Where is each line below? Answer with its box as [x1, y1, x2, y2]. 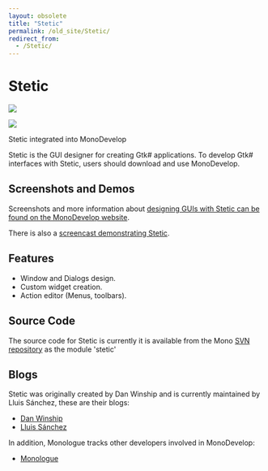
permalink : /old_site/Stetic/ [8, 27, 111, 35]
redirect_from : [8, 34, 60, 43]
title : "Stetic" [8, 19, 63, 28]
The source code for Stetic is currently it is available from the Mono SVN [8, 335, 250, 345]
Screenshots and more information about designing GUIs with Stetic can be [8, 204, 261, 214]
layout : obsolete [8, 11, 67, 20]
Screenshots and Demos [8, 182, 135, 196]
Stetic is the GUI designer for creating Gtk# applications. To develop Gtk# [8, 150, 253, 160]
